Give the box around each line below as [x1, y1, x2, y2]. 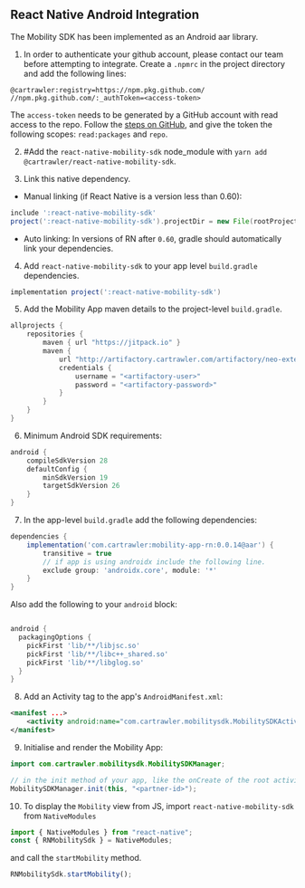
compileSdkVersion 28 [26, 456, 108, 465]
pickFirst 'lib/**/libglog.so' [26, 658, 145, 667]
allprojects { [10, 321, 64, 330]
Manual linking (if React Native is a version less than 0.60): [23, 190, 243, 202]
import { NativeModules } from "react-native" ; [10, 827, 194, 836]
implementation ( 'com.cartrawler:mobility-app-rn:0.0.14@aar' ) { [26, 540, 274, 549]
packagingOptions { [18, 633, 92, 642]
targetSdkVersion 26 [43, 482, 120, 491]
